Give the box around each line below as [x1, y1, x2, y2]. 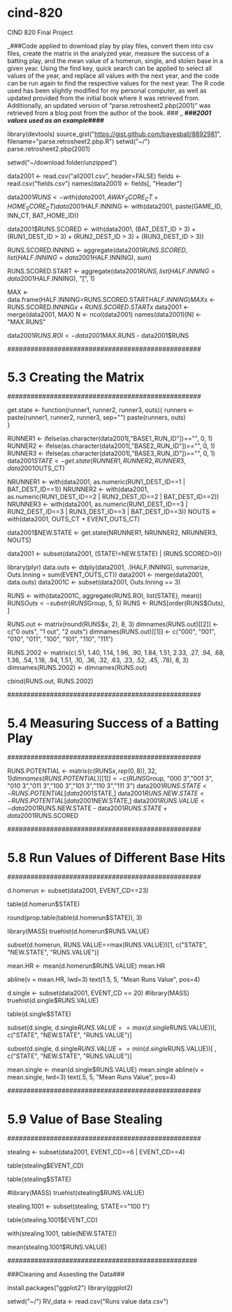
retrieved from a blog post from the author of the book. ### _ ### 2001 [7, 109, 212, 117]
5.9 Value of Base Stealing [7, 1111, 163, 1127]
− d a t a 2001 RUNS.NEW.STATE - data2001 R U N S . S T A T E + [7, 804, 168, 812]
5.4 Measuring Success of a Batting [7, 715, 219, 731]
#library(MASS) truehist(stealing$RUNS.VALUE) [7, 1189, 145, 1197]
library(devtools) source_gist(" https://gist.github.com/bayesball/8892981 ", [7, 130, 222, 138]
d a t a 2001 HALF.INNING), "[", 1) [7, 274, 96, 282]
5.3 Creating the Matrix [7, 369, 145, 385]
